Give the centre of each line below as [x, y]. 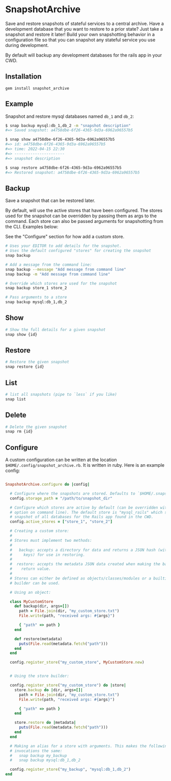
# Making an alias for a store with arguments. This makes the [78, 746]
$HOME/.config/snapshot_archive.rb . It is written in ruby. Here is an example [85, 465]
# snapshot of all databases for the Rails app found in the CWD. [82, 517]
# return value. [31, 569]
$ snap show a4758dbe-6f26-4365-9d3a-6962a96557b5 [60, 140]
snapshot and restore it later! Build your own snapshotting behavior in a [80, 34]
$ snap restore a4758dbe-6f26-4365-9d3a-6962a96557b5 [64, 168]
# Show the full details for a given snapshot [55, 330]
